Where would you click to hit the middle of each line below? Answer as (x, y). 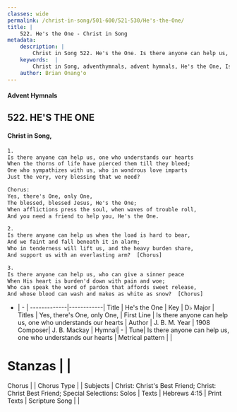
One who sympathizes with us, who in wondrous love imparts (98, 170)
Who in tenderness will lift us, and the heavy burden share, (101, 249)
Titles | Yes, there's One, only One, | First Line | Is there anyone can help (122, 315)
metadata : (22, 40)
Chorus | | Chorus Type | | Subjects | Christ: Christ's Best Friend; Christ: (112, 386)
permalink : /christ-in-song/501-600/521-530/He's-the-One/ (96, 20)
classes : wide (28, 14)
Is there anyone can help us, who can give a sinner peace (96, 274)
